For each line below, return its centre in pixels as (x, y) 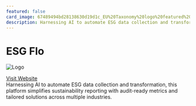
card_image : (20, 17)
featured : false (26, 11)
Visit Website (22, 79)
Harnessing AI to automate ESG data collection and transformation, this (92, 84)
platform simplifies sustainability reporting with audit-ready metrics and (92, 91)
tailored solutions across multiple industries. (59, 97)
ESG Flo (25, 51)
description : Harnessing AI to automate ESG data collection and (87, 22)
